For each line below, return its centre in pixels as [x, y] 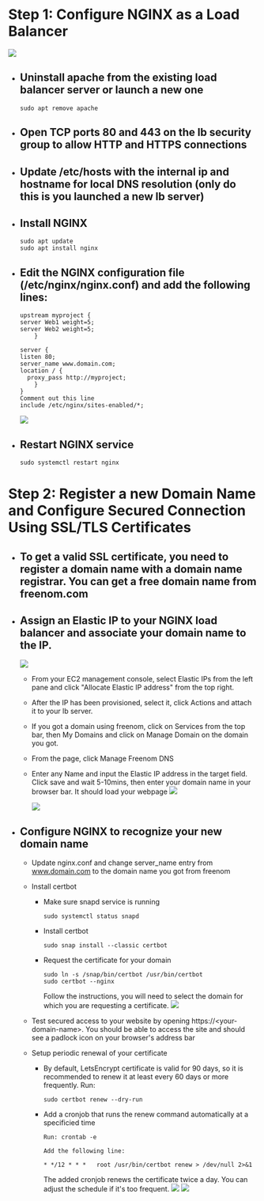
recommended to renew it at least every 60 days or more [136, 1077]
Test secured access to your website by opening [111, 1021]
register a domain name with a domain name [131, 569]
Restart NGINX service [77, 444]
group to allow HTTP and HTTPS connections [133, 145]
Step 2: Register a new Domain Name [132, 494]
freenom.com [54, 593]
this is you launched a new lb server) [112, 196]
